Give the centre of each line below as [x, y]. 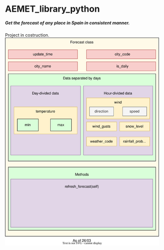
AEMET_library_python [52, 9]
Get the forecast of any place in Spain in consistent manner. [68, 22]
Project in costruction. [27, 35]
